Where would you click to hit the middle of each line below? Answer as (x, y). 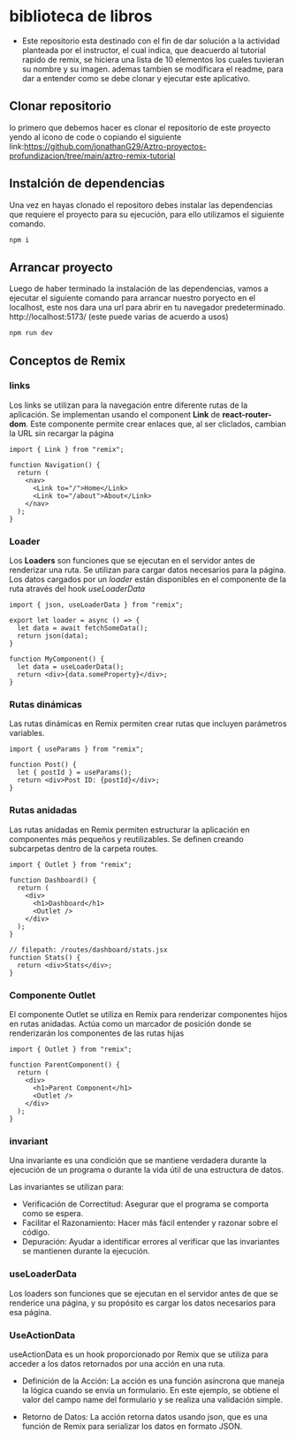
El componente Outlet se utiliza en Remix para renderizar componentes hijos (148, 1014)
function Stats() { (45, 957)
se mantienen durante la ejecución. (86, 1251)
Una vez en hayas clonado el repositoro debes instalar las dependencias (141, 204)
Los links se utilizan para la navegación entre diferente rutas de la (129, 405)
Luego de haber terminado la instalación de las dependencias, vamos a (139, 288)
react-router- (247, 414)
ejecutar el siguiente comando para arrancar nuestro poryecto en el (133, 298)
